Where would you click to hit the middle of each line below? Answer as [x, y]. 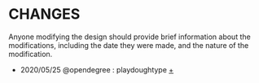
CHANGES [44, 14]
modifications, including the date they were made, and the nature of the [129, 45]
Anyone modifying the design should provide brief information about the [129, 37]
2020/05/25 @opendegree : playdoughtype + [97, 69]
